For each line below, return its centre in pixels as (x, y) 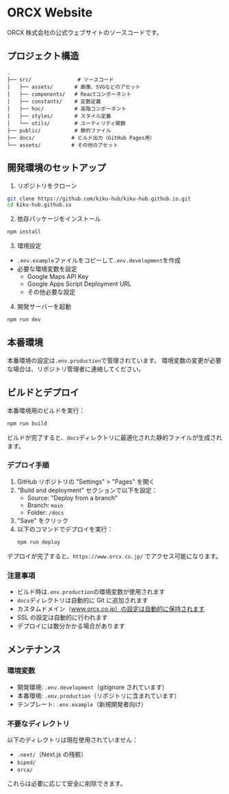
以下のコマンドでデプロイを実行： (65, 529)
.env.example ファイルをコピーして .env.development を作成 (99, 260)
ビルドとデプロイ (43, 393)
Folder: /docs (45, 512)
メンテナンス (34, 650)
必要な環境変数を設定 (47, 269)
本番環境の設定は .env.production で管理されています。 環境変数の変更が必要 (114, 360)
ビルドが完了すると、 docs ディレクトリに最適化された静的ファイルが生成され (115, 437)
